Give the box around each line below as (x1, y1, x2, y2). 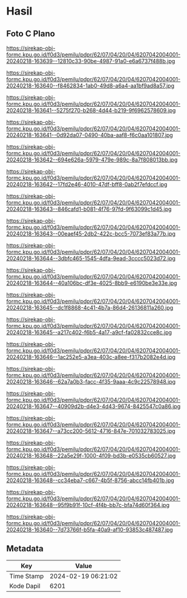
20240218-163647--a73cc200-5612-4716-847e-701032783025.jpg (6, 427, 176, 435)
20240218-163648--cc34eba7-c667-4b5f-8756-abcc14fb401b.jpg (6, 477, 174, 484)
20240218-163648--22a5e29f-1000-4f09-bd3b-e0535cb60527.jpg (6, 452, 176, 459)
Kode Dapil (9, 582, 41, 590)
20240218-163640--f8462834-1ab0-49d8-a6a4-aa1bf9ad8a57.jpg (6, 82, 175, 89)
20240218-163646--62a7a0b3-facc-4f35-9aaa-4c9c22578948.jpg (6, 378, 176, 385)
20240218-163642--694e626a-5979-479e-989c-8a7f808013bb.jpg (6, 156, 178, 163)
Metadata (6, 543, 44, 554)
